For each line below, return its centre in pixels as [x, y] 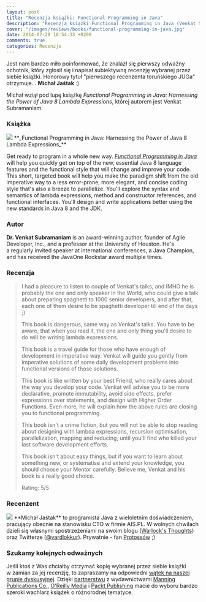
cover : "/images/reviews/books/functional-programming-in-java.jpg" [96, 29]
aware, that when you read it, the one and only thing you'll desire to [106, 331]
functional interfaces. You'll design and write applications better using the [100, 202]
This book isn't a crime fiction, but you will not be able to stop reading [109, 425]
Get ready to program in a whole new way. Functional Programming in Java [102, 156]
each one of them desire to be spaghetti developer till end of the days [109, 306]
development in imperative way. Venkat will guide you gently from [105, 355]
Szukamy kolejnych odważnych [55, 553]
